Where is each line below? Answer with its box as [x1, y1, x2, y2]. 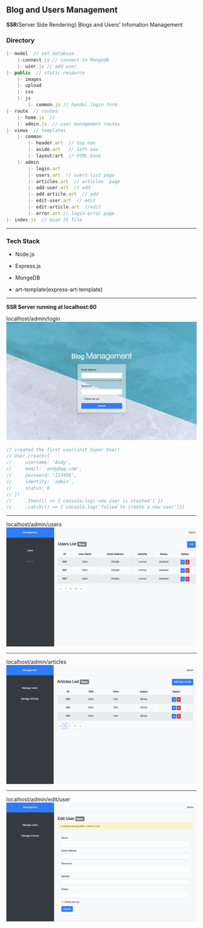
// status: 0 [6, 485, 50, 491]
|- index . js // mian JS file [6, 216, 83, 223]
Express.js [14, 262, 41, 270]
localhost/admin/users [6, 521, 62, 528]
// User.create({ [6, 453, 50, 459]
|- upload [17, 82, 42, 88]
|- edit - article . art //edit [28, 204, 101, 210]
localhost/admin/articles [6, 658, 66, 666]
